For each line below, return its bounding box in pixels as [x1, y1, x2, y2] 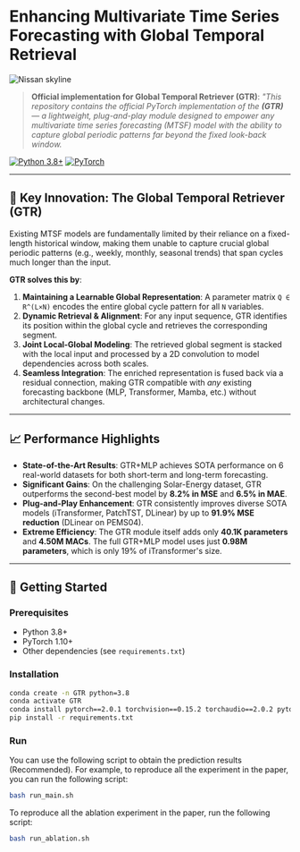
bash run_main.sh [9, 791, 74, 800]
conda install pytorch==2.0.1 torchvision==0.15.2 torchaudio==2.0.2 [9, 705, 274, 714]
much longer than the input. [9, 257, 112, 268]
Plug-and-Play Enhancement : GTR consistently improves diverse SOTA [21, 498, 287, 508]
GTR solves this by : [9, 274, 82, 285]
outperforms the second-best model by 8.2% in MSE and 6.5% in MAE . [21, 488, 287, 498]
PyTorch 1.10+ [21, 636, 74, 647]
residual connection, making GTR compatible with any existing [21, 377, 253, 388]
